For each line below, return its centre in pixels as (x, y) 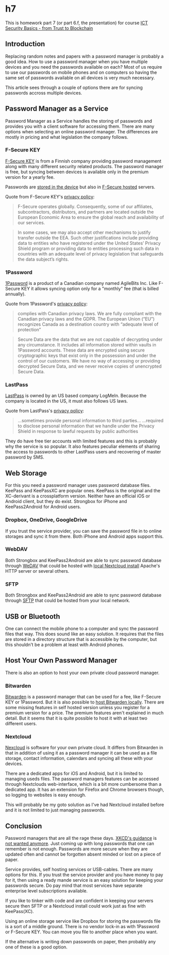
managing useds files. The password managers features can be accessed (82, 779)
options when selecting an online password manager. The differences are (81, 131)
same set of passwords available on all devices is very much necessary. (80, 78)
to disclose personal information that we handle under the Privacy (86, 426)
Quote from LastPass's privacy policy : (45, 411)
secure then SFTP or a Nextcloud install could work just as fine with (76, 906)
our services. (31, 222)
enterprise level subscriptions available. (46, 891)
